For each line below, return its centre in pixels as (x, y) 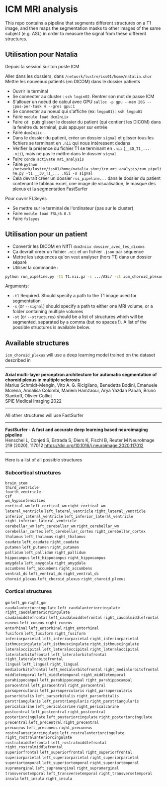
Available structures (37, 343)
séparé (20, 262)
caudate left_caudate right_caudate (42, 542)
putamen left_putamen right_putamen (42, 547)
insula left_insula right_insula (39, 779)
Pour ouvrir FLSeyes (26, 198)
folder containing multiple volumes (48, 312)
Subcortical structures (33, 473)
